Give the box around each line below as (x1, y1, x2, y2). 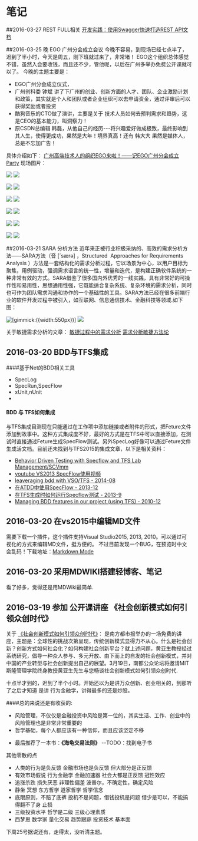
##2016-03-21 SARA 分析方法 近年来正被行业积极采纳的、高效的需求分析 (6, 245, 183, 252)
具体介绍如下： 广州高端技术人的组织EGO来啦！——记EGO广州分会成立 (6, 151, 180, 159)
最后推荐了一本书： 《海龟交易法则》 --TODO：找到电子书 (14, 739, 152, 746)
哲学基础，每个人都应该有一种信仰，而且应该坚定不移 (14, 727, 144, 734)
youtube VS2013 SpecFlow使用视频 (14, 470, 101, 477)
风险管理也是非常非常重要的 (14, 720, 82, 727)
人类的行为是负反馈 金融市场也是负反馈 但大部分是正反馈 (14, 764, 152, 771)
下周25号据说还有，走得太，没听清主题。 (6, 829, 105, 836)
